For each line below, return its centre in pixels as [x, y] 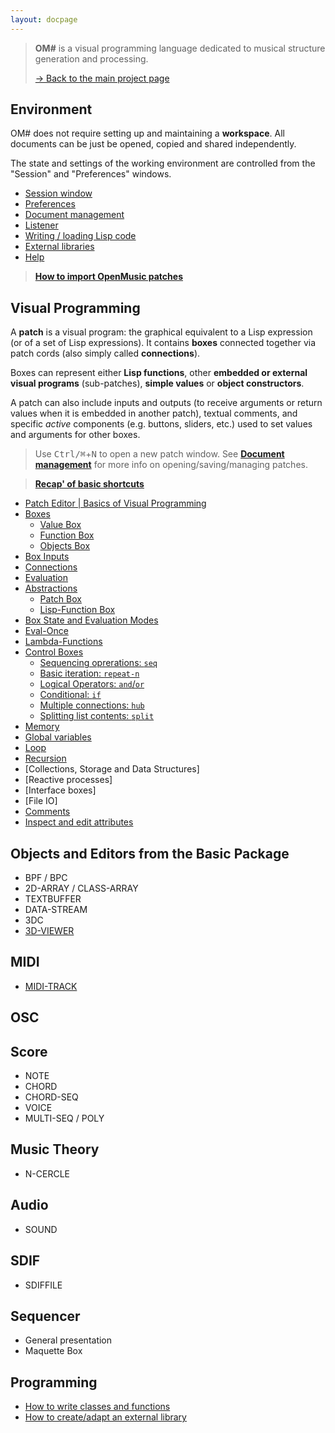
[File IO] [41, 801]
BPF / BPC [46, 878]
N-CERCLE [47, 1173]
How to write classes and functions [97, 1407]
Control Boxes [54, 652]
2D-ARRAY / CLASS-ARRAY [81, 888]
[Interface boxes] [60, 790]
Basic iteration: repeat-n [89, 673]
